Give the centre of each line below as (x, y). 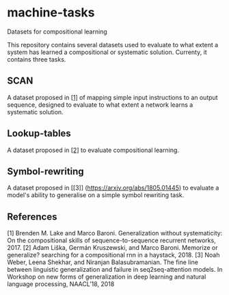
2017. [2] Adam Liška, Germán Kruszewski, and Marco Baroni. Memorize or (112, 248)
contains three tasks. (37, 59)
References (32, 217)
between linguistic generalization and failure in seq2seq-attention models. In (115, 270)
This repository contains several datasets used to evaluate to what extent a (113, 44)
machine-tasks (51, 13)
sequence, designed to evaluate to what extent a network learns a (100, 105)
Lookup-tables (39, 134)
